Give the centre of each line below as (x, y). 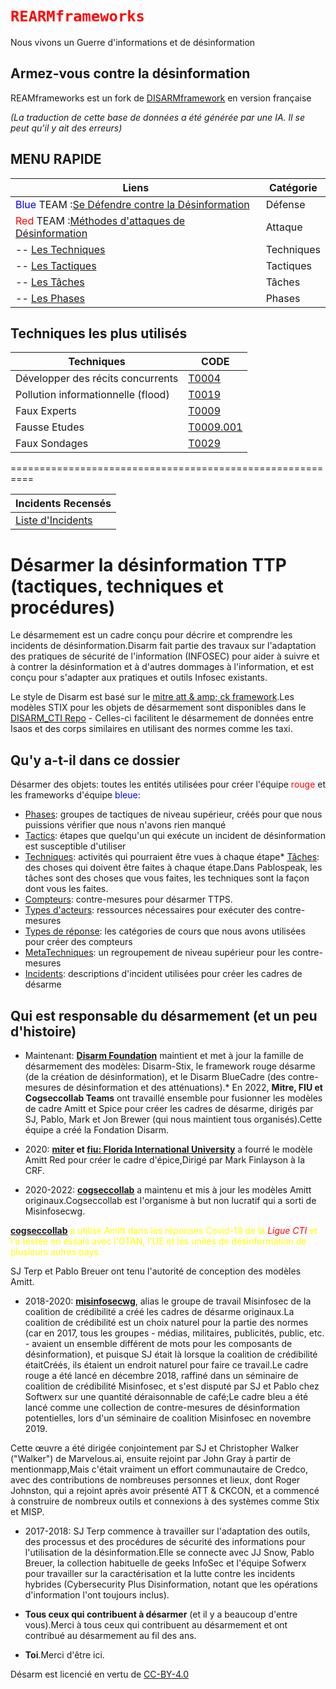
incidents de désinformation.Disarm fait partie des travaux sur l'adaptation (163, 646)
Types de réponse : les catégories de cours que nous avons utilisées (165, 931)
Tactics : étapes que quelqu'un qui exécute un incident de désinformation (175, 836)
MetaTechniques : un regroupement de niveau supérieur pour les (157, 953)
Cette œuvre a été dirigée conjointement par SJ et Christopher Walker (155, 1448)
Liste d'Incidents (54, 520)
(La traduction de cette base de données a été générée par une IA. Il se (158, 117)
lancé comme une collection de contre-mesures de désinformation (162, 1407)
